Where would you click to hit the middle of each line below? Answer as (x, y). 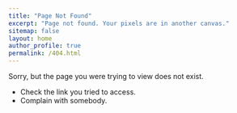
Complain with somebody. (63, 100)
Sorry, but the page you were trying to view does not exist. (106, 76)
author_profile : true (45, 46)
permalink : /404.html (45, 53)
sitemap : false (34, 31)
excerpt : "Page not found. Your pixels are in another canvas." (119, 23)
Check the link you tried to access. (78, 92)
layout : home (30, 38)
